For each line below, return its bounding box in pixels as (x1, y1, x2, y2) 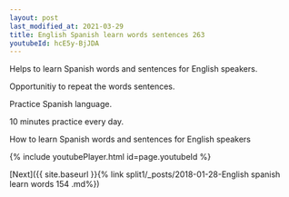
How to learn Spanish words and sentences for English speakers (9, 133, 252, 145)
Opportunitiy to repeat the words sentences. (9, 81, 175, 92)
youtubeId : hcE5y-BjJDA (9, 38, 100, 48)
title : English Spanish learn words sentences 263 (9, 30, 205, 39)
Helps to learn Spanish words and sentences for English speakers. (9, 64, 258, 74)
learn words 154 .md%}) (9, 179, 100, 190)
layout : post (9, 13, 59, 23)
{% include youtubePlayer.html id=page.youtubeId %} (9, 152, 212, 163)
